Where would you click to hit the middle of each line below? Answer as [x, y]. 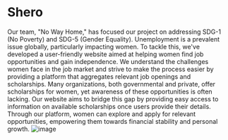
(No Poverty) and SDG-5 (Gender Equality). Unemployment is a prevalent [114, 39]
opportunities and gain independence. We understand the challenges [108, 61]
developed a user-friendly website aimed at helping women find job [106, 54]
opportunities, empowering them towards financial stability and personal [113, 121]
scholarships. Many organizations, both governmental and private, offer [112, 84]
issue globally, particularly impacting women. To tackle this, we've [103, 46]
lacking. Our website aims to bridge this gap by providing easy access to [113, 98]
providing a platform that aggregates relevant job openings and [99, 76]
